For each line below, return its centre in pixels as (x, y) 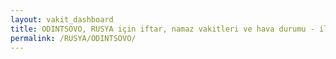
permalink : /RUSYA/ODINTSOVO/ (73, 38)
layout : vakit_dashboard (62, 19)
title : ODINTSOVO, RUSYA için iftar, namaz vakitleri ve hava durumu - (162, 29)
